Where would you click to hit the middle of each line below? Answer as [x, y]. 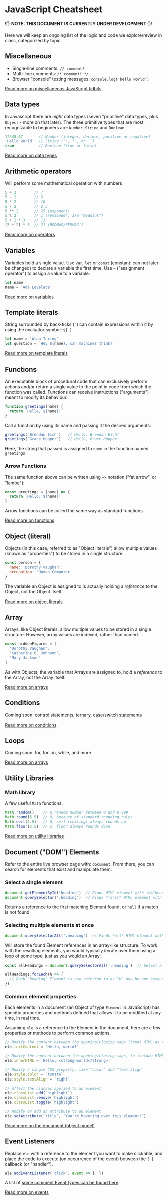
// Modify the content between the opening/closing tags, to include [79, 1056]
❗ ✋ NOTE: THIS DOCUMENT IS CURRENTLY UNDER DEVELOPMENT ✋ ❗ [79, 23]
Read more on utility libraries [35, 836]
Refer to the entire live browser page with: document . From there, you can [80, 864]
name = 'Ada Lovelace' [29, 287]
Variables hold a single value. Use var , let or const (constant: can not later [82, 263]
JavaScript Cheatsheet [54, 9]
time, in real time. [23, 1018]
